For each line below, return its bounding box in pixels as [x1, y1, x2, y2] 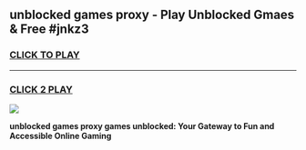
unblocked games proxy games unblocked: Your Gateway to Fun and [9, 120, 275, 131]
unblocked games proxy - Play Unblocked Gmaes [9, 7, 295, 23]
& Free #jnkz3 [9, 22, 89, 37]
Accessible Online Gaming [9, 130, 112, 141]
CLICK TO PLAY [9, 49, 80, 62]
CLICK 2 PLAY [9, 83, 73, 95]
